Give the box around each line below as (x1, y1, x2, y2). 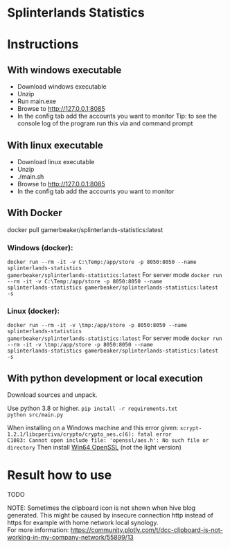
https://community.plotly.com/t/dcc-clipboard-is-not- (70, 526, 223, 534)
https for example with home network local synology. (7, 518, 159, 527)
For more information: (7, 526, 69, 534)
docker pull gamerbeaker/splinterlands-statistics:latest (7, 225, 163, 233)
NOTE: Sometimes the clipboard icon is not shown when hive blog (7, 504, 196, 512)
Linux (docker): (7, 306, 60, 316)
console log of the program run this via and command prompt (17, 119, 193, 127)
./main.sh (17, 173, 44, 181)
